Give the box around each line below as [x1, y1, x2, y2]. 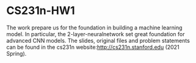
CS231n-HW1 [6, 4, 75, 18]
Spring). [6, 50, 27, 57]
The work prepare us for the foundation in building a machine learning [6, 24, 183, 31]
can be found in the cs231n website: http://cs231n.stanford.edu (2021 [6, 43, 180, 51]
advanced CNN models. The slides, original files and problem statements [6, 37, 191, 44]
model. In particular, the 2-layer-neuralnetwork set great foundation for [6, 30, 185, 37]
